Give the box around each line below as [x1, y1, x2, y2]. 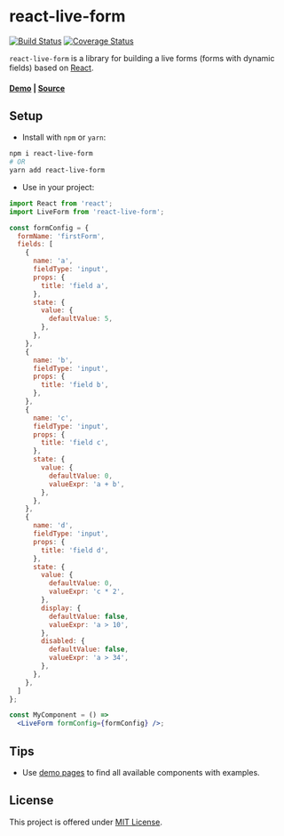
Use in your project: [21, 181, 95, 192]
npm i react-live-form [9, 149, 93, 158]
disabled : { [41, 637, 86, 646]
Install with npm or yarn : [21, 132, 106, 143]
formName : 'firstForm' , [17, 231, 105, 241]
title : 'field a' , [41, 281, 109, 290]
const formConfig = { [9, 223, 90, 232]
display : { [41, 603, 82, 613]
